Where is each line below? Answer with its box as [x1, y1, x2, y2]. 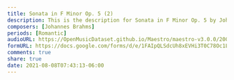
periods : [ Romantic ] [7, 29, 68, 37]
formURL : [7, 42, 33, 49]
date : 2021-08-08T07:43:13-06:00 [7, 62, 104, 69]
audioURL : [7, 36, 36, 43]
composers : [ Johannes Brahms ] [7, 23, 95, 30]
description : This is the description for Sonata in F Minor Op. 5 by [7, 17, 217, 24]
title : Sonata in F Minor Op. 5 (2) [7, 10, 114, 17]
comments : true [7, 49, 52, 56]
